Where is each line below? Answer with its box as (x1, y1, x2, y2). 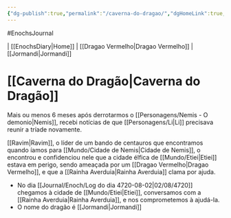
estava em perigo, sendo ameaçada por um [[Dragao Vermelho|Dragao (7, 160, 209, 169)
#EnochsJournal (7, 29, 54, 37)
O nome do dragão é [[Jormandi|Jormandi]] (16, 203, 142, 211)
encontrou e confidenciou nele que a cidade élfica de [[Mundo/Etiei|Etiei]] (7, 153, 217, 161)
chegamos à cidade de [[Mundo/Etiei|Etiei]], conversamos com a (16, 188, 201, 196)
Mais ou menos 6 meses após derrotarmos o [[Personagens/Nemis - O (7, 110, 208, 119)
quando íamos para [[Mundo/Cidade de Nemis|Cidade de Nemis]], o (7, 145, 201, 154)
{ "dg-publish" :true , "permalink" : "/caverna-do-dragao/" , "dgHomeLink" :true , (7, 10, 226, 17)
